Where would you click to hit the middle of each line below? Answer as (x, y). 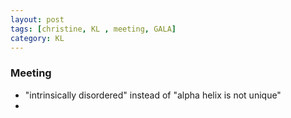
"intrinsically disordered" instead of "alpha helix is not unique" (153, 95)
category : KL (37, 38)
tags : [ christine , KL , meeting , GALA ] (93, 29)
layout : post (37, 19)
